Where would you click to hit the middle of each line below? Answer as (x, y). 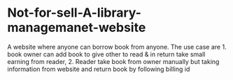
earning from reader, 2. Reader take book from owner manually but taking (113, 61)
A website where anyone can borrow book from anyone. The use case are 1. (117, 47)
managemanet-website (77, 27)
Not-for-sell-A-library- (75, 13)
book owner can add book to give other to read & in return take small (106, 54)
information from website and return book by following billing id (99, 69)
